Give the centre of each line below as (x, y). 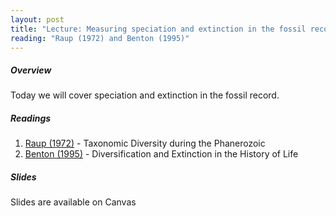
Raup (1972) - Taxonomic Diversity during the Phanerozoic (145, 143)
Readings (31, 118)
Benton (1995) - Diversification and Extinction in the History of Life (161, 154)
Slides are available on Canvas (73, 202)
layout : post (37, 19)
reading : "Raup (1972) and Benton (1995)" (100, 38)
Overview (31, 70)
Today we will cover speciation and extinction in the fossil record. (145, 95)
